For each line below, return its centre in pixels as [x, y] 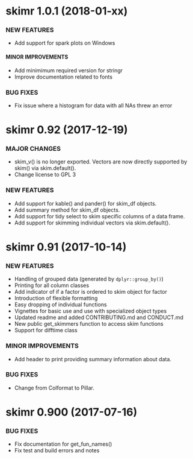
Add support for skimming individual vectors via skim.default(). [92, 223]
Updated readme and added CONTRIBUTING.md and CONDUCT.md [99, 317]
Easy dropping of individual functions [60, 305]
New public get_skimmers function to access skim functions [89, 324]
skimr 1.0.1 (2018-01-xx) [67, 11]
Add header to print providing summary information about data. [93, 359]
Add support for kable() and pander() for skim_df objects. [85, 203]
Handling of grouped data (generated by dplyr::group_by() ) [89, 279]
